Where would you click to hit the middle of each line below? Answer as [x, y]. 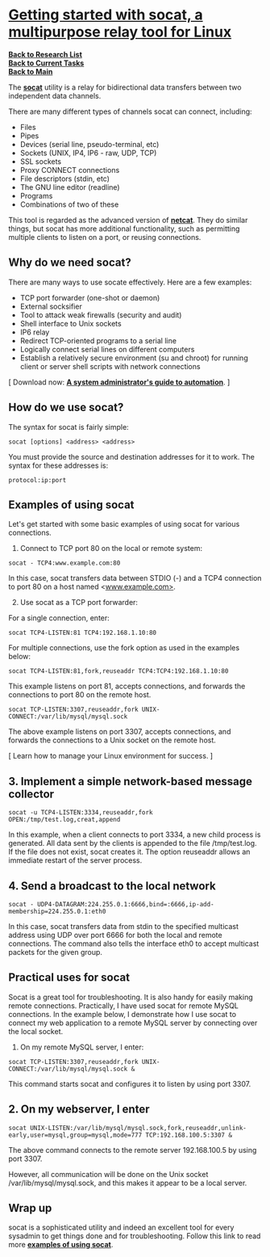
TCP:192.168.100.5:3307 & [189, 1135]
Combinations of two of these [69, 204]
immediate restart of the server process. [75, 860]
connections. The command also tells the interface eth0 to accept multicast [134, 944]
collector [31, 794]
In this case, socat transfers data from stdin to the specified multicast [124, 926]
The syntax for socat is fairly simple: [69, 427]
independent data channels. [55, 95]
